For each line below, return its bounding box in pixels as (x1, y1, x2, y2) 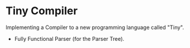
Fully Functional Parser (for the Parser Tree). (14, 35, 124, 42)
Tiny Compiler (5, 4, 78, 18)
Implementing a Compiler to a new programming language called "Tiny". (5, 24, 185, 31)
